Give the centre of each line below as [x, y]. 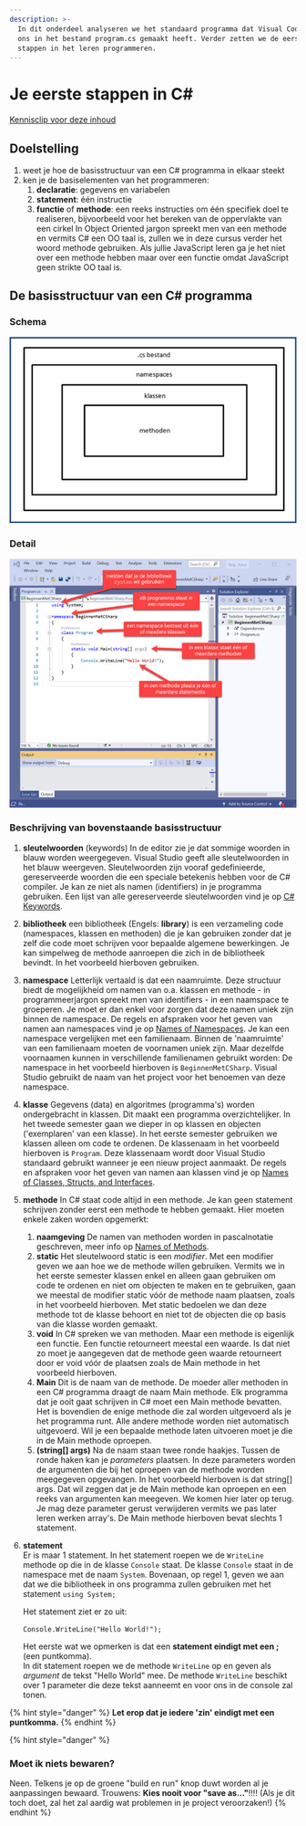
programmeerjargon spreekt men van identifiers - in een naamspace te [156, 999]
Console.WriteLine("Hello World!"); [92, 1629]
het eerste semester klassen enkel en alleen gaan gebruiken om [156, 1275]
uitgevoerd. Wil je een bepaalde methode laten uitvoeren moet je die [164, 1430]
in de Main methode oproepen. [94, 1440]
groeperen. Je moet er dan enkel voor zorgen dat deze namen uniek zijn [158, 1009]
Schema [28, 322]
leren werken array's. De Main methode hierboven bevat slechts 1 [159, 1518]
